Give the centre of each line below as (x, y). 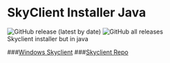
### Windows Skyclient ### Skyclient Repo (68, 52)
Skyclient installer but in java (48, 38)
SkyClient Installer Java (77, 13)
